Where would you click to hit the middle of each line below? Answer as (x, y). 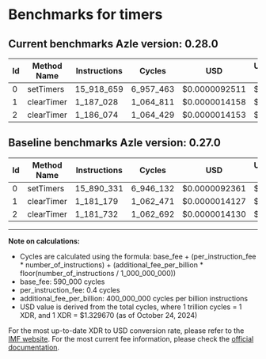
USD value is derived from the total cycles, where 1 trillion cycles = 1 (131, 307)
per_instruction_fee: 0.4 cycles (70, 289)
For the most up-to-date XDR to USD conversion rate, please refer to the (126, 331)
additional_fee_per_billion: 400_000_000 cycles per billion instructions (133, 298)
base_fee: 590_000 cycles (62, 282)
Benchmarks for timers (85, 15)
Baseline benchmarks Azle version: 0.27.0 (115, 143)
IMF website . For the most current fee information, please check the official (131, 338)
